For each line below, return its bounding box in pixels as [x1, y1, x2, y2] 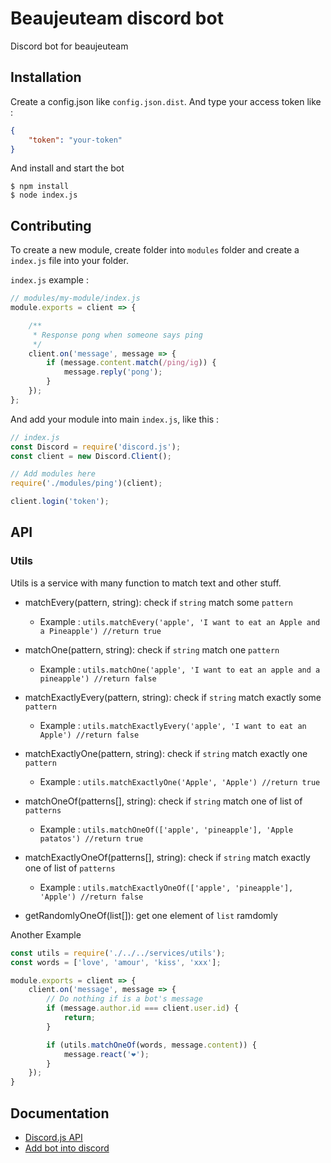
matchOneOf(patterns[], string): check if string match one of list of [24, 795, 303, 807]
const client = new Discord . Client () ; [10, 451, 172, 461]
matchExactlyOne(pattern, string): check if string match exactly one [24, 747, 308, 759]
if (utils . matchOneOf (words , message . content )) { [46, 1040, 257, 1050]
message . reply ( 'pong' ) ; [63, 367, 163, 377]
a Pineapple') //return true [39, 626, 162, 636]
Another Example [10, 928, 82, 941]
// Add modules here [10, 469, 97, 479]
